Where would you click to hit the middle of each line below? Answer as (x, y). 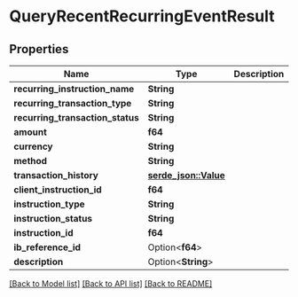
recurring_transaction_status (76, 117)
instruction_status (53, 219)
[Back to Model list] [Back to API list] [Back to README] (111, 284)
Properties (39, 49)
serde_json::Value (187, 175)
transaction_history (56, 175)
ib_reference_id (47, 247)
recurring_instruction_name (74, 89)
